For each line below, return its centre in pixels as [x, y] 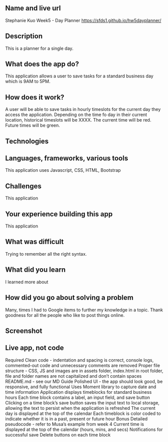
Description [24, 36]
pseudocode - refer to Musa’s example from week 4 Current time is [75, 424]
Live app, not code [35, 348]
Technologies [27, 141]
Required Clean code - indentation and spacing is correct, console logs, [79, 360]
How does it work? [35, 97]
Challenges [23, 186]
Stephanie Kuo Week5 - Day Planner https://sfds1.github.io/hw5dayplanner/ [83, 20]
